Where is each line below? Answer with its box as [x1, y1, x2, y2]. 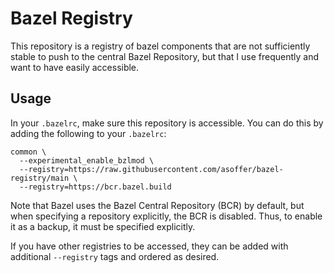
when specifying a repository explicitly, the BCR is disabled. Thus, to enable [10, 210, 323, 222]
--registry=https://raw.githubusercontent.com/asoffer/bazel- [19, 164, 284, 174]
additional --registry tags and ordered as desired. [10, 250, 220, 262]
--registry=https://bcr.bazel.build [19, 182, 172, 192]
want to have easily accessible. [10, 61, 140, 73]
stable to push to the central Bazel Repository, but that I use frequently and [10, 50, 319, 62]
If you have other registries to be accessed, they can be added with [10, 240, 289, 252]
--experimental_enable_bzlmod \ [19, 155, 155, 166]
